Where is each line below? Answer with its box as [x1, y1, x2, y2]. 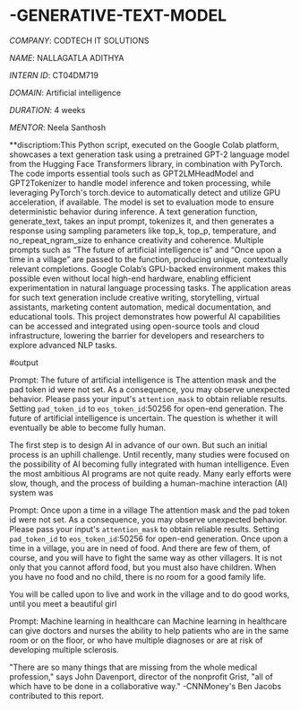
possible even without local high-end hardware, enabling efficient [9, 273, 252, 284]
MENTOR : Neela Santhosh [9, 122, 107, 133]
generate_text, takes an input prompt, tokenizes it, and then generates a [9, 215, 275, 226]
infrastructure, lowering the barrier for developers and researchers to [9, 329, 265, 341]
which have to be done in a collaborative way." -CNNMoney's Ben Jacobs [9, 680, 282, 691]
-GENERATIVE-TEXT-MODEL [9, 5, 227, 26]
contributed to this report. [9, 690, 105, 701]
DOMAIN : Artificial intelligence [9, 87, 122, 98]
